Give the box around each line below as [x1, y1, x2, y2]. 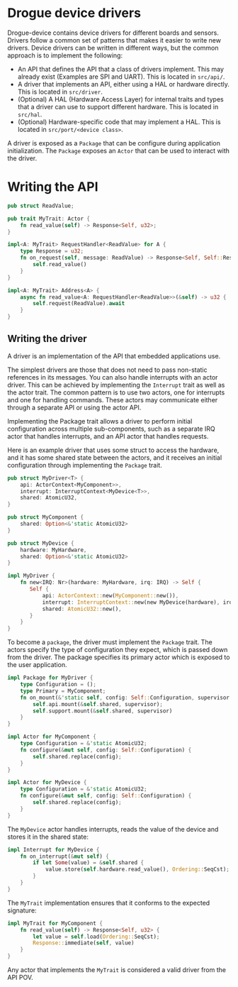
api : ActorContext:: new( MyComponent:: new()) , [42, 592, 179, 599]
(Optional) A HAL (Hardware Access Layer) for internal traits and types [17, 94, 225, 104]
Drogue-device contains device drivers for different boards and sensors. [7, 28, 220, 37]
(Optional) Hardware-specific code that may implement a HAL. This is [17, 117, 221, 126]
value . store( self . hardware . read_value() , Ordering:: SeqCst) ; [45, 866, 230, 873]
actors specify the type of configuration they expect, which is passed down [7, 646, 228, 654]
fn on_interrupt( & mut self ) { [20, 853, 110, 860]
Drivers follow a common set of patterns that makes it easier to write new [7, 35, 222, 44]
